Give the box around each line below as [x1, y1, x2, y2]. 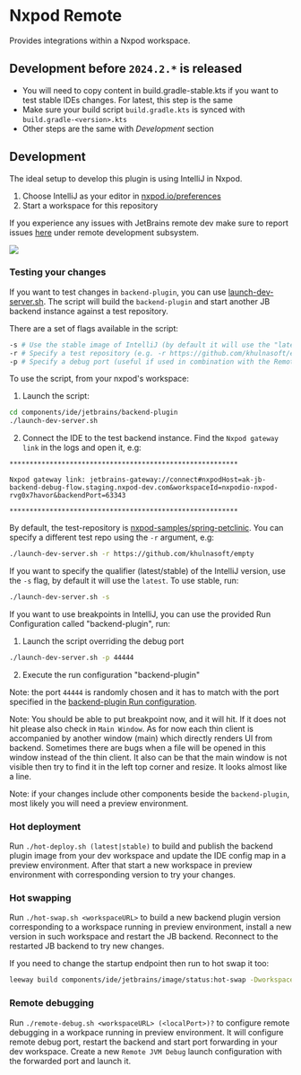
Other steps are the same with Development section [21, 123, 215, 134]
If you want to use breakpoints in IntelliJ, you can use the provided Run [9, 608, 271, 620]
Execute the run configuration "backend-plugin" [21, 669, 200, 680]
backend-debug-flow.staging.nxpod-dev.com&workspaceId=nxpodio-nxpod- [9, 483, 279, 492]
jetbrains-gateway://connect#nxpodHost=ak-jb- [89, 475, 267, 485]
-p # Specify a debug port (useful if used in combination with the [9, 357, 271, 366]
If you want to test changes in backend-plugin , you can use [9, 286, 227, 297]
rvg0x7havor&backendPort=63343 [9, 491, 126, 500]
